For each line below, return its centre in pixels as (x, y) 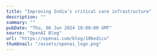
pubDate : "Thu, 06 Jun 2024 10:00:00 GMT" (59, 28)
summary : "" (21, 22)
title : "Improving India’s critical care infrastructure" (79, 11)
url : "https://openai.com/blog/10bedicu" (58, 38)
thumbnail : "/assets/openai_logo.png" (54, 44)
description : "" (26, 17)
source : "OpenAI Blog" (34, 33)
